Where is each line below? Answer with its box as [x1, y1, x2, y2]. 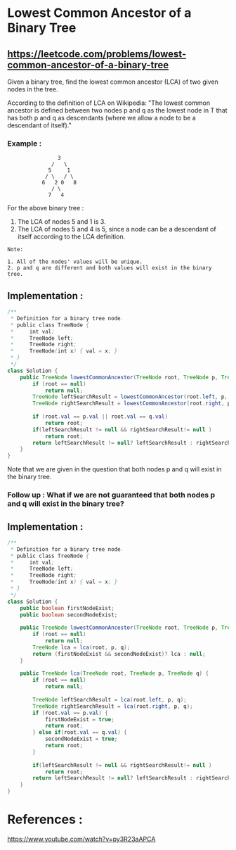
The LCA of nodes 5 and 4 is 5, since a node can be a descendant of [17, 225, 216, 234]
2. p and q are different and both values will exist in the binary [7, 265, 212, 272]
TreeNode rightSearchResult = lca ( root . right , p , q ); [32, 702, 193, 710]
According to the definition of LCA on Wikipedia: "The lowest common [7, 99, 211, 107]
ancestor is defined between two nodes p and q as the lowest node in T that [7, 106, 228, 114]
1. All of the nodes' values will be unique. [7, 258, 143, 265]
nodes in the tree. [7, 85, 58, 93]
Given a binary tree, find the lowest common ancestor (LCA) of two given [7, 77, 219, 86]
